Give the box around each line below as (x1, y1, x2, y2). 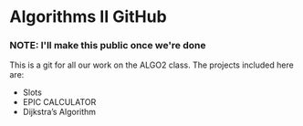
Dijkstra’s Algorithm (22, 107, 97, 118)
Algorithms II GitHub (9, 6, 167, 27)
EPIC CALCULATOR (22, 97, 97, 108)
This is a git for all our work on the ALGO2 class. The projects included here (9, 59, 294, 70)
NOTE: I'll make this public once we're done (9, 39, 206, 52)
